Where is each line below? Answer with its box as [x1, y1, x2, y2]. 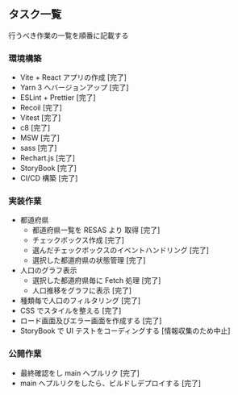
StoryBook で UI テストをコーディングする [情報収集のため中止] [19, 326, 231, 336]
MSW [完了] [19, 133, 61, 143]
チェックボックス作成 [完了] [31, 235, 125, 245]
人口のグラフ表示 [19, 265, 77, 276]
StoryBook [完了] [19, 164, 77, 173]
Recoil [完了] [19, 103, 63, 113]
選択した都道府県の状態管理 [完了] [31, 256, 146, 265]
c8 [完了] [19, 123, 51, 133]
